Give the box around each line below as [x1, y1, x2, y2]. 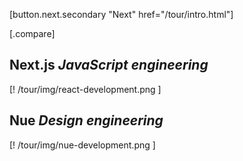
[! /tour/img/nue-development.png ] [9, 139, 156, 151]
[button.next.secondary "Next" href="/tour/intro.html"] [9, 9, 234, 20]
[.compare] [9, 28, 56, 39]
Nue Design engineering [9, 112, 164, 129]
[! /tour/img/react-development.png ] [9, 83, 162, 95]
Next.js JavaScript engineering [9, 57, 209, 74]
